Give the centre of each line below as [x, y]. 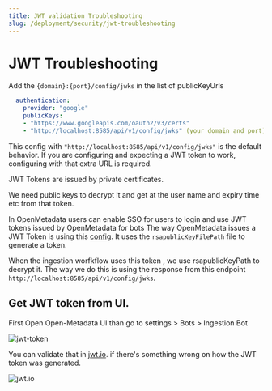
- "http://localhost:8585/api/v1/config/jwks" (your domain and [134, 130]
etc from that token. [41, 203]
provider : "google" [56, 108]
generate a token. [38, 244]
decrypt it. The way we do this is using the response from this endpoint [127, 269]
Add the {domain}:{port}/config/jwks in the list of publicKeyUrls [116, 86]
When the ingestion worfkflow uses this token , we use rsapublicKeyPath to [134, 261]
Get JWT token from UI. [69, 303]
